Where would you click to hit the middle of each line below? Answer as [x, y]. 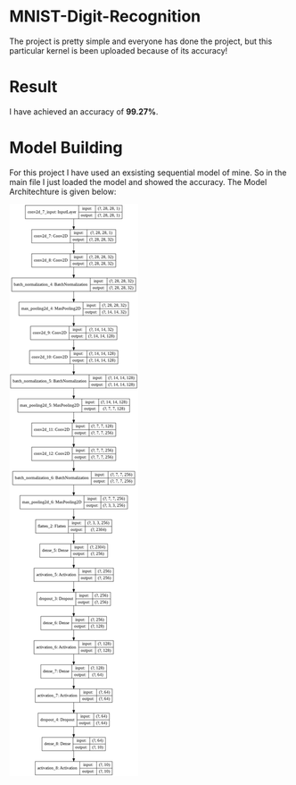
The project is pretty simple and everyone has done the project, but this [141, 41]
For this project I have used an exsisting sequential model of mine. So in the [148, 173]
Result [33, 87]
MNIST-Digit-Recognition [105, 17]
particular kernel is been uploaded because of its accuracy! [119, 50]
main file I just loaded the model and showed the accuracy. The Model [138, 181]
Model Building [66, 148]
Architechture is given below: [63, 191]
